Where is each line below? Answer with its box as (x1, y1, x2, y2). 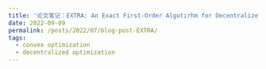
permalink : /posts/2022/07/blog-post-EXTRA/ (8, 26, 158, 34)
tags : (8, 33, 26, 42)
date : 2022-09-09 (8, 19, 66, 27)
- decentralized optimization (15, 48, 115, 56)
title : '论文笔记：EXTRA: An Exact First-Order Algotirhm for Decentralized (8, 11, 262, 20)
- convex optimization (15, 41, 91, 49)
